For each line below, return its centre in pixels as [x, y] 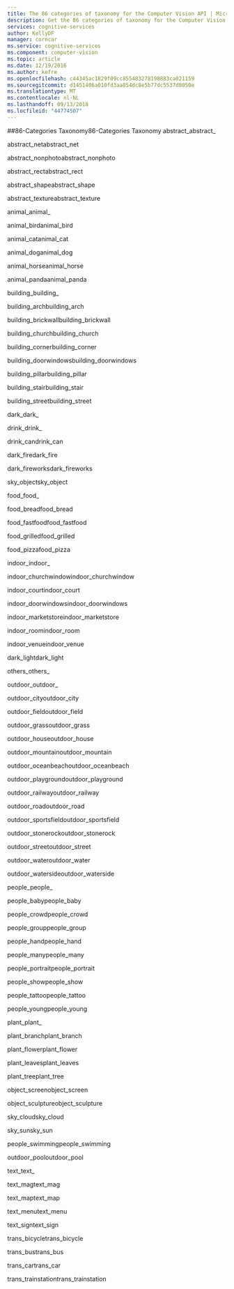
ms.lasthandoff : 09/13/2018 [48, 105]
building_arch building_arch [46, 306]
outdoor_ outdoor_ [33, 685]
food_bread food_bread [40, 509]
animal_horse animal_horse [45, 266]
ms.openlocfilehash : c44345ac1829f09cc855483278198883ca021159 [101, 78]
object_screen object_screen [48, 1090]
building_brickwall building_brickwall [59, 320]
